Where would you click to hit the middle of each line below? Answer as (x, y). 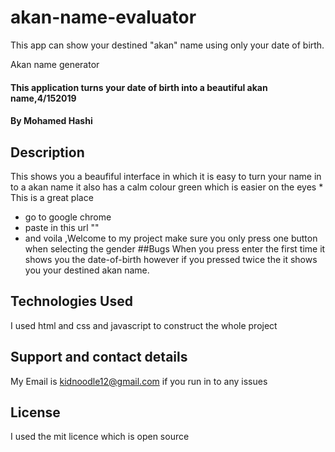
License (35, 412)
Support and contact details (99, 357)
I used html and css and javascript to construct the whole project (144, 325)
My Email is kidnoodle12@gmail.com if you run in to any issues (139, 381)
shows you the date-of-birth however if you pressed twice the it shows (171, 259)
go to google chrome (68, 217)
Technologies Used (71, 301)
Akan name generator (55, 64)
